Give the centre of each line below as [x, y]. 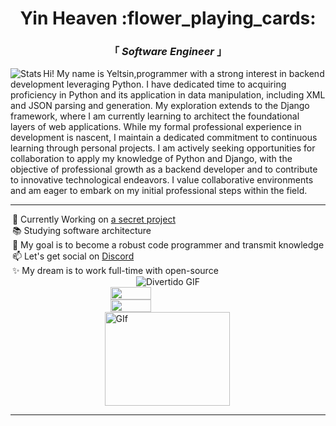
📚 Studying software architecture [81, 231]
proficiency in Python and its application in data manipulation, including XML [168, 95]
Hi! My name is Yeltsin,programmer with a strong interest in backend [184, 74]
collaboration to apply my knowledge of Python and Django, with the [151, 159]
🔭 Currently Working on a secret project [93, 219]
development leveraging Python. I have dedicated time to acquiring [148, 84]
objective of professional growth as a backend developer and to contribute [164, 169]
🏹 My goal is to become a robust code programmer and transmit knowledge [168, 245]
